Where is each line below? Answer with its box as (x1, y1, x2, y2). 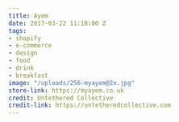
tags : (8, 26, 27, 35)
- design (8, 49, 38, 57)
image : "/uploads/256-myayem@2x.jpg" (8, 79, 135, 87)
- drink (8, 64, 35, 72)
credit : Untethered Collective (8, 94, 114, 102)
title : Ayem (8, 11, 48, 20)
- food (8, 57, 31, 65)
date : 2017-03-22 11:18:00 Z (8, 19, 106, 27)
